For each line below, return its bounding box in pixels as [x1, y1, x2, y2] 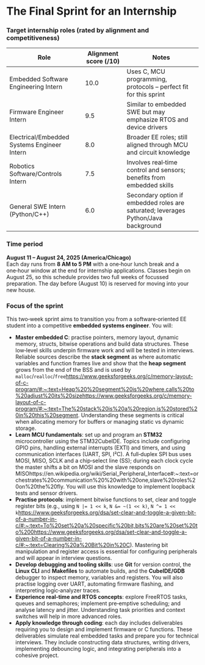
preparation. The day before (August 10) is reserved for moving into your [6, 280, 189, 287]
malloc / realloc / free [15, 372, 66, 380]
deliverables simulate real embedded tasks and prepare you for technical [15, 632, 199, 639]
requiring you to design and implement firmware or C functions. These [15, 626, 193, 633]
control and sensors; [126, 166, 186, 175]
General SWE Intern [9, 203, 66, 211]
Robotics [9, 162, 35, 170]
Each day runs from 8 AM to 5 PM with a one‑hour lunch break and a [6, 260, 179, 267]
